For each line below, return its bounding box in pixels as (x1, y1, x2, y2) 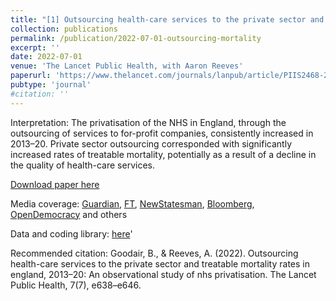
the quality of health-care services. (10, 159, 155, 171)
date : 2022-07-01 (10, 52, 83, 62)
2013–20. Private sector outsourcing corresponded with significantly (10, 137, 293, 150)
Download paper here (10, 178, 100, 190)
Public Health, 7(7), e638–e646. (10, 279, 142, 291)
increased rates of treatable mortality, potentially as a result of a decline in (10, 148, 317, 160)
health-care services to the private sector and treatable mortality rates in (10, 257, 310, 270)
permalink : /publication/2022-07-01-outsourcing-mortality (10, 33, 262, 43)
